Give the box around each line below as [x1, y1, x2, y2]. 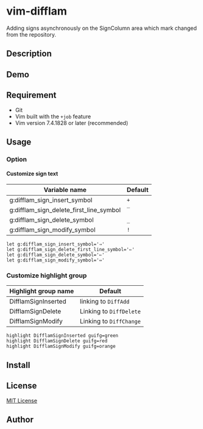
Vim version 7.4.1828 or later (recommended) [15, 119, 129, 126]
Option [6, 155, 27, 163]
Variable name [43, 186, 87, 194]
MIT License [6, 397, 38, 404]
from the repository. [6, 30, 57, 38]
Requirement [6, 90, 57, 101]
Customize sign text [6, 170, 59, 177]
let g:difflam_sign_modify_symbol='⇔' [6, 257, 105, 263]
